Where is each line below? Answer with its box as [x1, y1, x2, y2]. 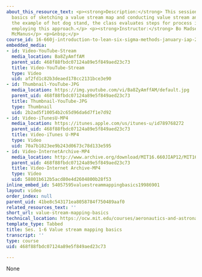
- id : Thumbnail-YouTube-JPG [6, 82, 79, 88]
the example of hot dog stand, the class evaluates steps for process [11, 20, 192, 26]
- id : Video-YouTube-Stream [6, 48, 77, 54]
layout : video [6, 187, 42, 193]
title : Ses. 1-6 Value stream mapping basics [6, 227, 122, 233]
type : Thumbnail [11, 103, 52, 110]
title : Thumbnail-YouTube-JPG [11, 98, 87, 104]
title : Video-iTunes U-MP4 [11, 132, 79, 138]
